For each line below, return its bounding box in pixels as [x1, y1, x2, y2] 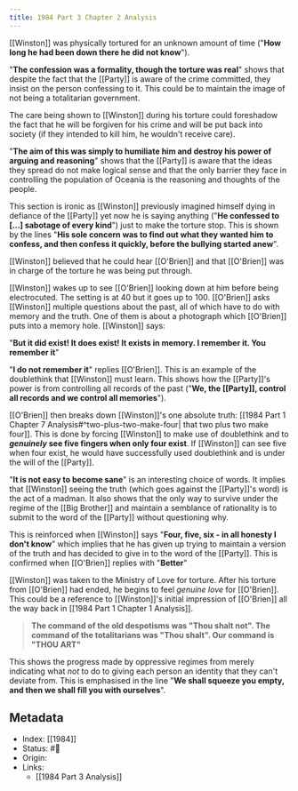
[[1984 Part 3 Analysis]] [35, 771, 123, 782]
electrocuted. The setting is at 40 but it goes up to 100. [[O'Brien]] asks [9, 292, 270, 302]
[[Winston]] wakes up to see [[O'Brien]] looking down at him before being [9, 282, 279, 293]
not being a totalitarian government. [9, 92, 141, 103]
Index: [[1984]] [21, 734, 77, 745]
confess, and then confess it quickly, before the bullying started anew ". [9, 238, 278, 249]
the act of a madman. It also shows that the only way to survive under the [9, 492, 278, 503]
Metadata [9, 710, 64, 725]
